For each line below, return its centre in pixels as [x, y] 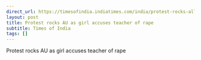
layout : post [22, 17]
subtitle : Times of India [38, 28]
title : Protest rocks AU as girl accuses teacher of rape [80, 23]
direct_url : [21, 12]
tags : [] [17, 34]
